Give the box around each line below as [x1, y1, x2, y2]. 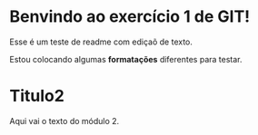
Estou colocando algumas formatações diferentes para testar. [9, 53, 243, 64]
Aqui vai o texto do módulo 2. [9, 115, 120, 126]
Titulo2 [9, 86, 65, 106]
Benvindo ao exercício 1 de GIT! [9, 6, 251, 27]
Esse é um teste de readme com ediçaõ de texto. [9, 36, 193, 47]
